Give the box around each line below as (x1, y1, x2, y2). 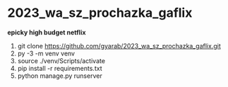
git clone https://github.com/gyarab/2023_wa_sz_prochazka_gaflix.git (17, 41, 221, 50)
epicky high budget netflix (7, 28, 86, 36)
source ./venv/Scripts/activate (17, 56, 106, 65)
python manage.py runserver (17, 72, 102, 80)
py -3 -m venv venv (17, 49, 76, 58)
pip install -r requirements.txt (17, 64, 102, 72)
